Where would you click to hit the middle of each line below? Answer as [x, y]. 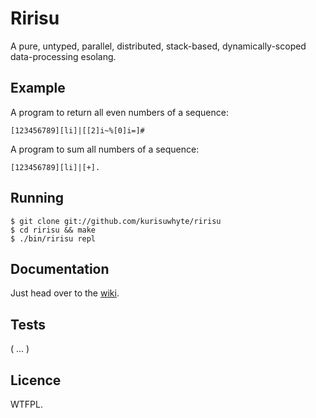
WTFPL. [26, 404]
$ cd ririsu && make [53, 230]
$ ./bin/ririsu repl [53, 238]
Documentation [60, 268]
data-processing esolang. [63, 56]
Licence [36, 380]
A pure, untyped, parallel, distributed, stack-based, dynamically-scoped [158, 46]
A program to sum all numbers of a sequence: [105, 149]
